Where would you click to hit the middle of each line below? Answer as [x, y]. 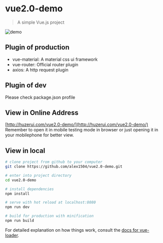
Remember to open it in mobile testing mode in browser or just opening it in [82, 130]
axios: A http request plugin [40, 70]
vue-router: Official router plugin [45, 64]
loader [12, 235]
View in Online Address [42, 112]
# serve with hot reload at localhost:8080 [51, 202]
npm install [17, 194]
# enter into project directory [38, 175]
